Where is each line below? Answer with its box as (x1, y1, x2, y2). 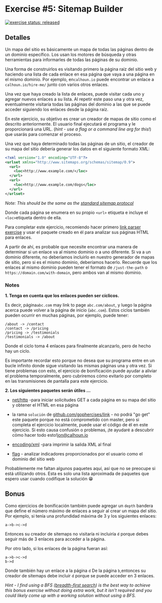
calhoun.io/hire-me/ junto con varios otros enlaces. (5, 81, 109, 87)
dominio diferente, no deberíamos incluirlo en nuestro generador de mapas (5, 254, 155, 260)
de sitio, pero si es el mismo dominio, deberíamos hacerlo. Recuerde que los (5, 259, 157, 265)
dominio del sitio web (12, 456, 55, 462)
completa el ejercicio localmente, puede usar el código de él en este (12, 422, 148, 427)
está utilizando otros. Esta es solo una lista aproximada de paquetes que (5, 471, 149, 476)
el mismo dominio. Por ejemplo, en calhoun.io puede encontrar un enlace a (5, 76, 154, 82)
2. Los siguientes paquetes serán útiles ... (5, 387, 91, 393)
